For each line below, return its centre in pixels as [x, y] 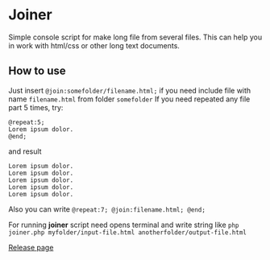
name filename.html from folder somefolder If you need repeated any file [129, 99]
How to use [37, 71]
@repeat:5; [27, 122]
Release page [31, 247]
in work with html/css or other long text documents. [94, 45]
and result [25, 151]
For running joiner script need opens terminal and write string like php [124, 225]
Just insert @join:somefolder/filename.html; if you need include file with [130, 90]
